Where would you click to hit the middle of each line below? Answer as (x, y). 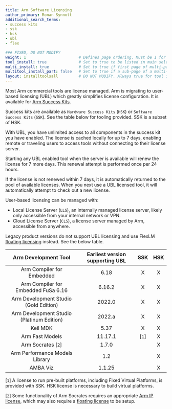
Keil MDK (41, 328)
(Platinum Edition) (41, 320)
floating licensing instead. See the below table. (55, 242)
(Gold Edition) (41, 305)
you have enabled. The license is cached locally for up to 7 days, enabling (83, 138)
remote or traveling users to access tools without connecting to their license (85, 143)
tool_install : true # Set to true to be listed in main (81, 62)
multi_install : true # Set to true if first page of (76, 67)
